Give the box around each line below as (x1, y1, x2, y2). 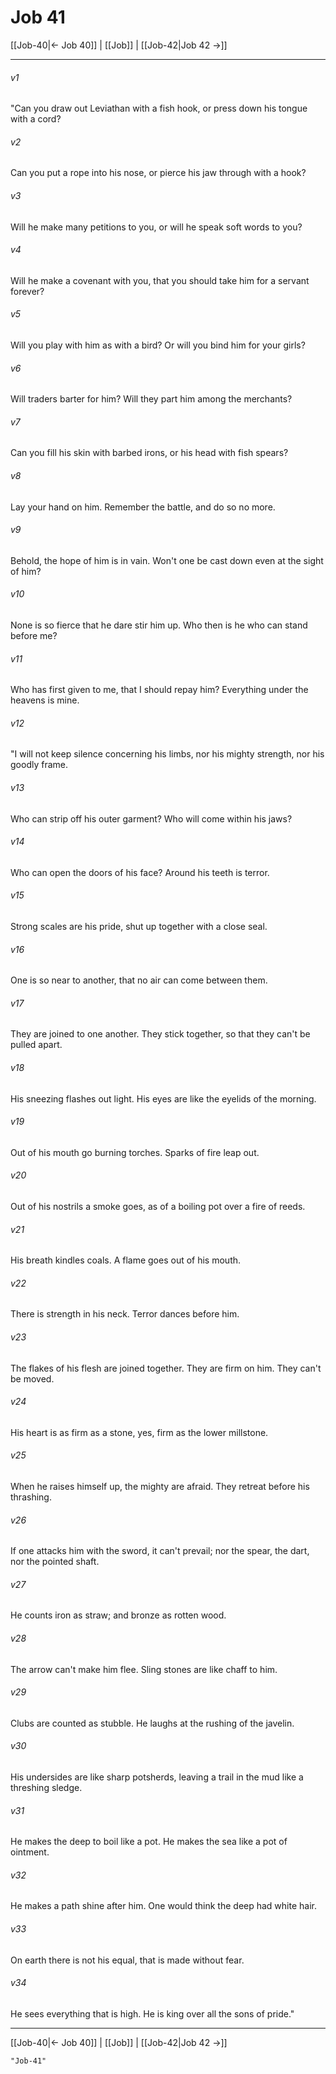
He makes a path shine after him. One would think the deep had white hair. (10, 1900, 317, 1912)
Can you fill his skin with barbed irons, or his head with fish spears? (10, 447, 289, 459)
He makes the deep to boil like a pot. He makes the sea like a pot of (10, 1836, 288, 1848)
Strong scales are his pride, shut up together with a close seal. (10, 920, 268, 932)
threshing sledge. (10, 1782, 83, 1794)
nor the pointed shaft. (10, 1556, 100, 1568)
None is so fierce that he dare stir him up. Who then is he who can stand (10, 619, 308, 631)
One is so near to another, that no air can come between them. (10, 974, 268, 986)
